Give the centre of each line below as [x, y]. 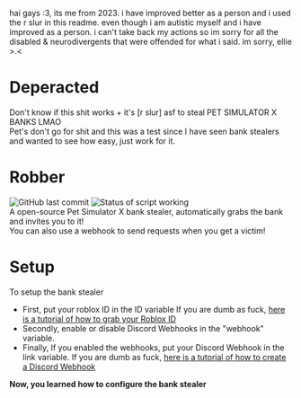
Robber [37, 177]
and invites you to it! [47, 221]
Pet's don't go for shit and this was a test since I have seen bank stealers [145, 131]
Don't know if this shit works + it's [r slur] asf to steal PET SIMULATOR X [143, 112]
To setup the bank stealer [57, 292]
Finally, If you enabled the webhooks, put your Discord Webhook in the [153, 347]
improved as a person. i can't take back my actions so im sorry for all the [144, 32]
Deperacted [54, 88]
